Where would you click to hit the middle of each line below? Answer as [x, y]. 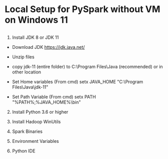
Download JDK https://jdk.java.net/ [48, 47]
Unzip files [23, 57]
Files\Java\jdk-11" [30, 87]
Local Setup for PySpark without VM [82, 9]
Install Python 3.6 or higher [40, 112]
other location [26, 72]
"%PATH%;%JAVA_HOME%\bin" [46, 102]
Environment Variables [35, 141]
